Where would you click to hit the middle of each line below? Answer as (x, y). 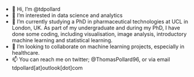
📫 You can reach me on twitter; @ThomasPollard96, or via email (91, 59)
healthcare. (26, 53)
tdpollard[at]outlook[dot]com (47, 68)
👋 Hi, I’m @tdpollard (36, 9)
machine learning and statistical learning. (62, 40)
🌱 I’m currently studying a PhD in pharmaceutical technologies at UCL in (100, 21)
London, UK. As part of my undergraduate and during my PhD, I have (96, 28)
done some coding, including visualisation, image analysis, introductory (99, 34)
